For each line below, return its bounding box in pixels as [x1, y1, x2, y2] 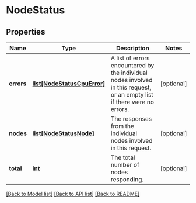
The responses [110, 115, 152, 123]
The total [110, 153, 135, 161]
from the [110, 122, 134, 130]
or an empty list [110, 91, 153, 98]
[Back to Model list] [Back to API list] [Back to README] [6, 191, 140, 197]
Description [116, 44, 150, 52]
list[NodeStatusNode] [32, 129, 95, 137]
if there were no [110, 98, 155, 106]
